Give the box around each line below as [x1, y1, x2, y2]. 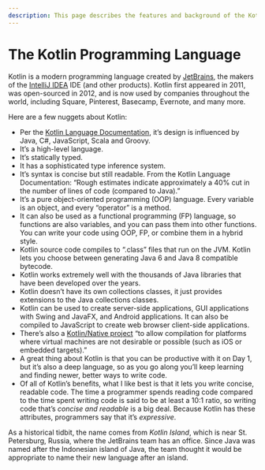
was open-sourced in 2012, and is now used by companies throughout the [8, 88, 250, 98]
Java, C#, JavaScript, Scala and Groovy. [19, 136, 151, 145]
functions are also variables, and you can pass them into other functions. [19, 219, 257, 229]
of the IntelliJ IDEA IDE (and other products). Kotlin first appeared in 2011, [8, 80, 246, 89]
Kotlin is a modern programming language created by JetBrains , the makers [8, 72, 254, 81]
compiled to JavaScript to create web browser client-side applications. [19, 320, 250, 330]
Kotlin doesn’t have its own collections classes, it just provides [19, 286, 222, 296]
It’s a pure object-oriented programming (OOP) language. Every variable [19, 194, 254, 203]
